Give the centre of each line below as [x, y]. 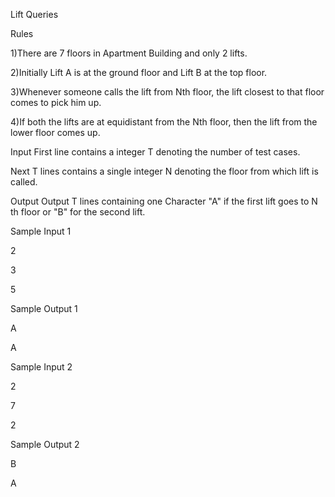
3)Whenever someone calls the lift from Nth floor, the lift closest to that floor [167, 92]
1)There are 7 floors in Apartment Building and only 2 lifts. [129, 53]
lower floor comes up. [55, 132]
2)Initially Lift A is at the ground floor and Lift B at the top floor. [139, 72]
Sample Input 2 [41, 367]
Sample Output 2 [45, 444]
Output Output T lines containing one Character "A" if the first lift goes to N [164, 201]
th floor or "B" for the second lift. [78, 212]
